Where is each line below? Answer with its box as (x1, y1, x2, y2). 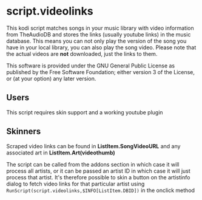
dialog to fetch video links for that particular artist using (6, 180, 145, 187)
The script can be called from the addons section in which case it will (6, 160, 180, 168)
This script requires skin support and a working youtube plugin (6, 108, 163, 116)
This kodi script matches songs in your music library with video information (6, 24, 194, 32)
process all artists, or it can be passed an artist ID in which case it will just (6, 167, 191, 174)
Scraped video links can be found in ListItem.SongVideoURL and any (6, 142, 181, 150)
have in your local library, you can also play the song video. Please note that (6, 44, 197, 51)
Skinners (6, 126, 41, 137)
